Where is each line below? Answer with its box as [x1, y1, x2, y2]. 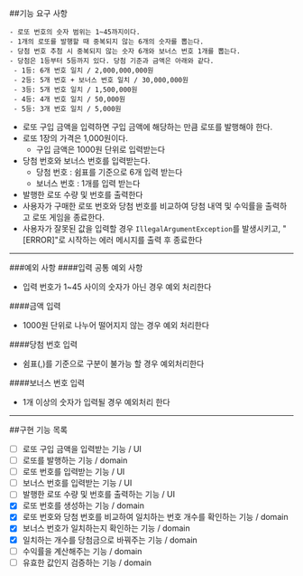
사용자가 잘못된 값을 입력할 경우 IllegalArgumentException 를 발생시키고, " [22, 223, 287, 233]
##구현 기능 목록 [9, 424, 68, 435]
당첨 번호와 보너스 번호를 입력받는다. [22, 156, 151, 165]
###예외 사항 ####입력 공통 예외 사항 [9, 262, 143, 273]
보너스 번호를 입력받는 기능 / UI [22, 477, 133, 488]
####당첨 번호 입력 [9, 339, 78, 350]
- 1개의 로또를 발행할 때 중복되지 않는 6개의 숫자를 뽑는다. [9, 37, 205, 46]
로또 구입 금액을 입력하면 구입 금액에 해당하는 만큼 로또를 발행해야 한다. [22, 121, 273, 132]
